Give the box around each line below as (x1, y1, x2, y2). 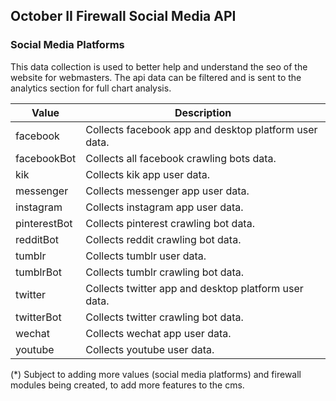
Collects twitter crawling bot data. (85, 310, 244, 324)
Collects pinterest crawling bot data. (85, 216, 255, 230)
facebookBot (15, 151, 77, 165)
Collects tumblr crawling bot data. (85, 265, 245, 279)
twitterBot (15, 310, 62, 324)
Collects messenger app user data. (85, 184, 250, 198)
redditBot (15, 232, 60, 246)
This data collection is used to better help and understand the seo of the (10, 60, 308, 73)
